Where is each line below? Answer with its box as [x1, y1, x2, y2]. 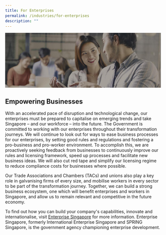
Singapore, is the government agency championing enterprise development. [5, 225, 161, 231]
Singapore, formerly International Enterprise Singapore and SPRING [5, 219, 143, 225]
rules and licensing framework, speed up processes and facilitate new [5, 153, 148, 159]
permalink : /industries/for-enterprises [5, 13, 90, 18]
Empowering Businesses [5, 97, 83, 106]
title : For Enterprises [5, 8, 54, 13]
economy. [5, 199, 26, 205]
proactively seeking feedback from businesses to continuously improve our [5, 147, 159, 153]
